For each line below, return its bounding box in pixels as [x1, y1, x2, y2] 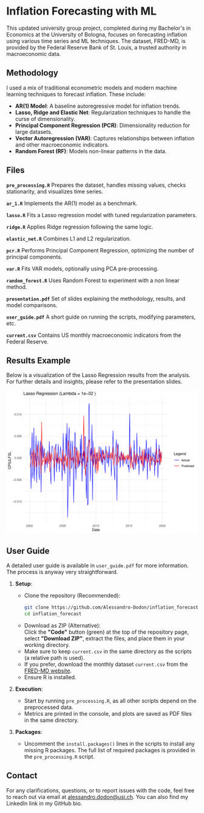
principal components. [6, 253, 63, 260]
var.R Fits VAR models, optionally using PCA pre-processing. [6, 265, 159, 272]
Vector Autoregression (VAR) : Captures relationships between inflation [15, 134, 195, 142]
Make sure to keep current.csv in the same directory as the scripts [24, 648, 192, 655]
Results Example [6, 355, 71, 365]
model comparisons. [6, 301, 58, 308]
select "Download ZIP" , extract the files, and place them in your [24, 634, 185, 642]
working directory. [24, 641, 70, 648]
